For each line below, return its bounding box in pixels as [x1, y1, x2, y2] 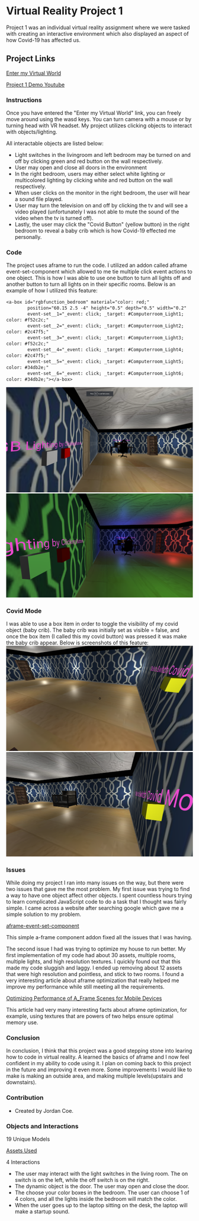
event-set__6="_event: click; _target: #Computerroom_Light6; [27, 370, 184, 377]
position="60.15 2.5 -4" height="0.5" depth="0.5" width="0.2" [27, 305, 187, 311]
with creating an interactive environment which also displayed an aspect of [6, 30, 189, 37]
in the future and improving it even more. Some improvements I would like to [6, 1066, 192, 1074]
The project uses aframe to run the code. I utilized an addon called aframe [6, 262, 188, 269]
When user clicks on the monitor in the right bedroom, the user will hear [14, 189, 191, 197]
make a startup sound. [14, 1208, 70, 1215]
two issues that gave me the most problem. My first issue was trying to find [6, 886, 190, 893]
